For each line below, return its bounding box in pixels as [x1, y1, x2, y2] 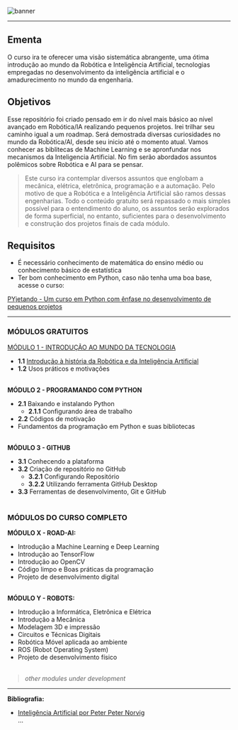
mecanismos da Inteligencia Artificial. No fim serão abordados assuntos [7, 153, 217, 161]
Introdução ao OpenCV [17, 557, 85, 566]
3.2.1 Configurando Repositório [28, 472, 120, 481]
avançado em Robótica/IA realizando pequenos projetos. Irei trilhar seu [7, 122, 215, 131]
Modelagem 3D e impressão [17, 623, 101, 631]
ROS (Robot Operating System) [17, 645, 108, 654]
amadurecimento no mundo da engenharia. [7, 75, 133, 84]
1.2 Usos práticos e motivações [17, 364, 110, 373]
